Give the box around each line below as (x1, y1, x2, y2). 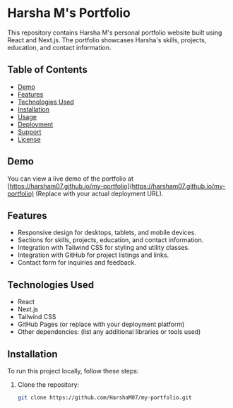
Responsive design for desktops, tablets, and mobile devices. (17, 228, 196, 237)
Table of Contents (7, 64, 88, 76)
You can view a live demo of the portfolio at (7, 174, 134, 183)
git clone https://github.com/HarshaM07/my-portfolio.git (17, 394, 192, 401)
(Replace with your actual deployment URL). (35, 189, 164, 198)
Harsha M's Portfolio (7, 5, 131, 21)
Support (17, 127, 42, 136)
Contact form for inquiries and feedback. (17, 258, 136, 267)
